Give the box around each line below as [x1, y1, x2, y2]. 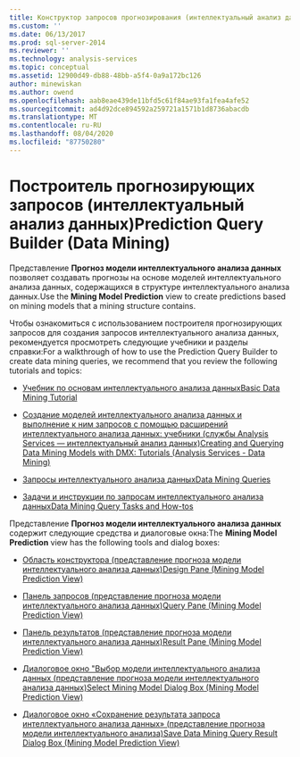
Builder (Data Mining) [9, 233, 171, 253]
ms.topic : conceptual [9, 63, 90, 72]
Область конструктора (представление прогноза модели [21, 554, 242, 565]
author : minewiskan [9, 79, 82, 88]
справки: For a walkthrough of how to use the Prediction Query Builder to [9, 345, 279, 357]
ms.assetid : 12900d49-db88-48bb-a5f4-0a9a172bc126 [9, 71, 202, 80]
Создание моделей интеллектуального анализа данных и [21, 409, 243, 420]
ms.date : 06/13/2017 [9, 29, 87, 38]
